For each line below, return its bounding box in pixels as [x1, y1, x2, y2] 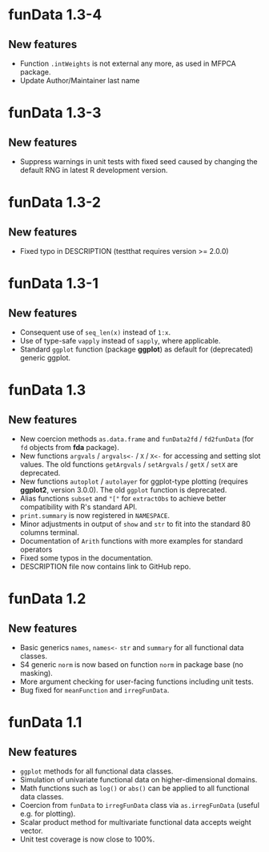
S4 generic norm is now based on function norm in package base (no [19, 660, 244, 669]
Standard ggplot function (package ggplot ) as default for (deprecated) [19, 344, 254, 354]
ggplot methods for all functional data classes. [19, 766, 174, 776]
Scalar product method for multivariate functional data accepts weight [19, 818, 252, 826]
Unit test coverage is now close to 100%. [19, 834, 155, 844]
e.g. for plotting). [19, 809, 76, 818]
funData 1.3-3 [8, 104, 102, 122]
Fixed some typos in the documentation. [19, 553, 154, 562]
